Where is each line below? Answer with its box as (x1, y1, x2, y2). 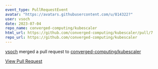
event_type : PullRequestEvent (5, 7, 68, 12)
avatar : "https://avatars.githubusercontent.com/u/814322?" (5, 12, 133, 17)
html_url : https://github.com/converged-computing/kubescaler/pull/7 (5, 30, 153, 35)
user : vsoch (5, 16, 30, 21)
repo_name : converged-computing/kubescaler (5, 26, 97, 31)
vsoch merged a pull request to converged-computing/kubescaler (5, 48, 141, 55)
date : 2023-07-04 (5, 21, 41, 26)
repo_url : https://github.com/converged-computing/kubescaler (5, 35, 137, 40)
